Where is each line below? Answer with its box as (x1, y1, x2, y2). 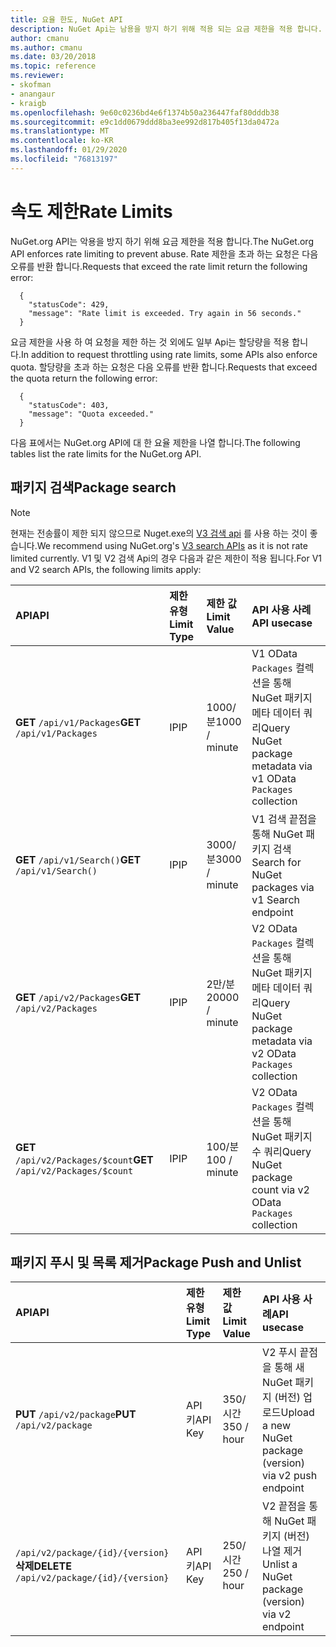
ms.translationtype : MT (10, 126, 110, 136)
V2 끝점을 (262, 1499, 307, 1513)
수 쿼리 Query (251, 1144, 312, 1158)
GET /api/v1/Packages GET (15, 715, 142, 729)
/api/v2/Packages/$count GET (15, 1152, 154, 1166)
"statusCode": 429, (28, 299, 110, 310)
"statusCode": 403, (28, 400, 110, 410)
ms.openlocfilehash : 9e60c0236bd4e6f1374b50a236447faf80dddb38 (10, 107, 280, 118)
